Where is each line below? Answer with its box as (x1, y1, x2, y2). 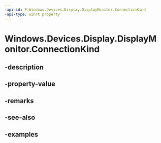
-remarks (4, 97, 34, 105)
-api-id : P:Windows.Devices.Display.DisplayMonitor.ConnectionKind (4, 7, 146, 12)
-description (4, 63, 44, 71)
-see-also (4, 113, 35, 122)
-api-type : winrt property (4, 12, 60, 17)
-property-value (4, 80, 56, 88)
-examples (4, 130, 38, 139)
